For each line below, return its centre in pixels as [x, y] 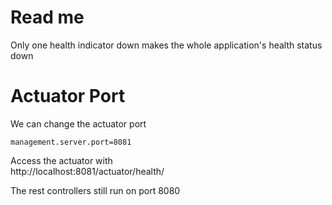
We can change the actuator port [78, 123]
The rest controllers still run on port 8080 [95, 190]
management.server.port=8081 [71, 142]
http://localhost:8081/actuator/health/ [87, 171]
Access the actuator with [61, 160]
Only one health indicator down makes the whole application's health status [166, 45]
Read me [47, 17]
